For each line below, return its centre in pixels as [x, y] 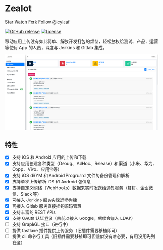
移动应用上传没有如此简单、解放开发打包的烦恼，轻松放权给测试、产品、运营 [81, 41]
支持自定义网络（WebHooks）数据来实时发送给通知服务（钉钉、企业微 [82, 188]
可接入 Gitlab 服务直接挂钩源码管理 [47, 206]
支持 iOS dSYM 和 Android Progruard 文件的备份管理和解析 [71, 176]
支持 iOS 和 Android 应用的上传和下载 [49, 157]
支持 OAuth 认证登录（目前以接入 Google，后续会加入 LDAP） [74, 218]
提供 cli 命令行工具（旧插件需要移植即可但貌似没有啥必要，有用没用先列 [83, 236]
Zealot [18, 8]
